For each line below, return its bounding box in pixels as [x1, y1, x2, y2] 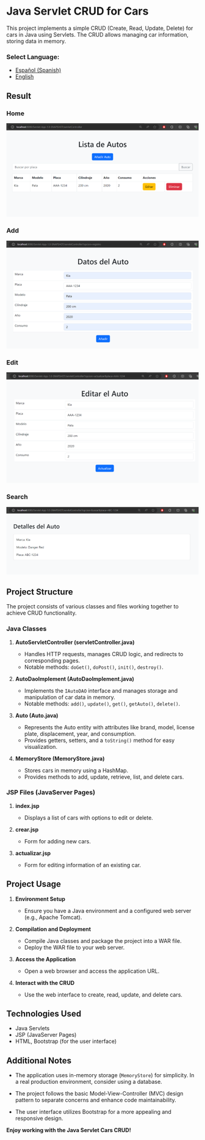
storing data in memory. [6, 37, 67, 45]
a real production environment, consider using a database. [15, 1078, 163, 1086]
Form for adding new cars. [24, 837, 92, 845]
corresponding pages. [24, 657, 81, 664]
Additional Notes [6, 1055, 72, 1066]
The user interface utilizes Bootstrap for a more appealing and [15, 1108, 172, 1116]
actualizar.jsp [15, 850, 51, 857]
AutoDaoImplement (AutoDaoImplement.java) [15, 675, 134, 682]
